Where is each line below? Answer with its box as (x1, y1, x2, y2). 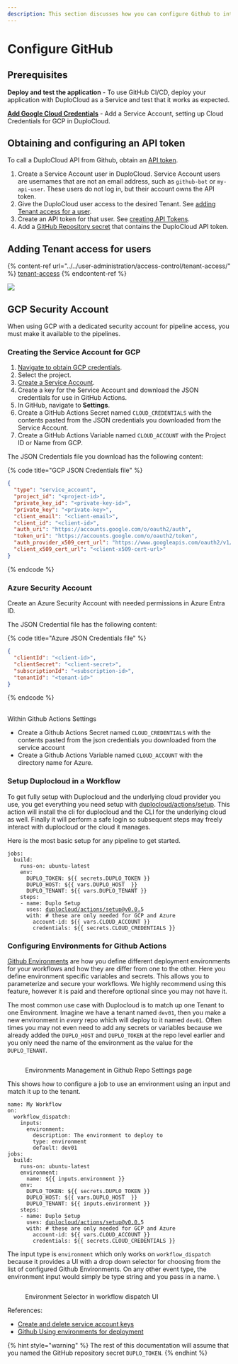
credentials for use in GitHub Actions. (17, 393, 127, 402)
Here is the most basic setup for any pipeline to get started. (7, 836, 181, 844)
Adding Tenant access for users (7, 242, 152, 255)
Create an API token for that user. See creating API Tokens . (17, 215, 190, 223)
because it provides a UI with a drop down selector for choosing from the (7, 1258, 221, 1265)
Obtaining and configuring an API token (7, 138, 186, 150)
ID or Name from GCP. (17, 439, 83, 447)
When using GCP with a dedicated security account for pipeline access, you (7, 322, 229, 330)
